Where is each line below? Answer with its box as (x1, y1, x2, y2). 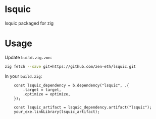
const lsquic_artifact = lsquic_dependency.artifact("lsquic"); (14, 104, 152, 110)
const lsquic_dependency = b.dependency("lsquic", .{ (14, 83, 129, 88)
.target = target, (23, 87, 62, 92)
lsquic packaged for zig (5, 20, 54, 26)
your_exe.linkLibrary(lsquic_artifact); (14, 109, 100, 114)
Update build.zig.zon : (5, 54, 53, 60)
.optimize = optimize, (23, 91, 71, 96)
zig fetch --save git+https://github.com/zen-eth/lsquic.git (5, 64, 136, 69)
